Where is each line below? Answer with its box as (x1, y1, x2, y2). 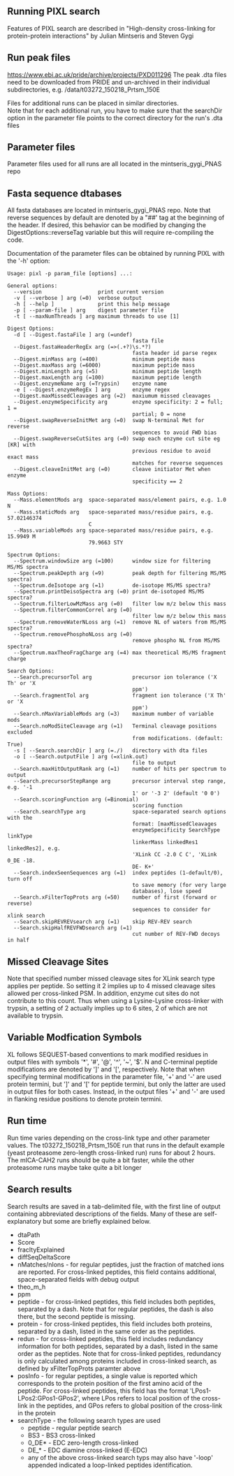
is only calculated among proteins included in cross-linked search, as (17, 1356, 217, 1365)
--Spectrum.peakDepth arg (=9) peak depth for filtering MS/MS (13, 570, 227, 577)
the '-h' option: (7, 256, 50, 265)
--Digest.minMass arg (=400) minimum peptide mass (13, 356, 196, 363)
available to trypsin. (7, 1011, 64, 1020)
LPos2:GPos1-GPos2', (17, 1394, 80, 1402)
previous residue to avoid (132, 447, 211, 455)
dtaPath (17, 1230, 41, 1239)
